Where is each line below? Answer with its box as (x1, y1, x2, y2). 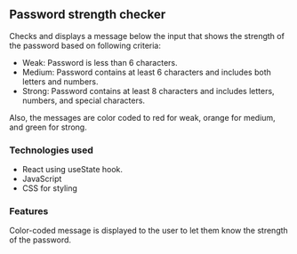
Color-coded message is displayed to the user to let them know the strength (9, 226, 289, 236)
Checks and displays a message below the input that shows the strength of (9, 30, 285, 41)
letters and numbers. (21, 75, 100, 87)
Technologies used (9, 144, 93, 156)
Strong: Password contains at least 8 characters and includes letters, (21, 85, 275, 96)
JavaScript (21, 173, 62, 185)
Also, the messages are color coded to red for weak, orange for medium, (9, 112, 276, 123)
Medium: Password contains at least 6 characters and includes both (21, 67, 271, 77)
